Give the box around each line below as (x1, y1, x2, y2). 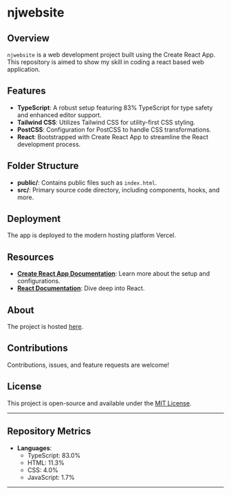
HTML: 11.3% (27, 458, 65, 467)
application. (7, 65, 41, 73)
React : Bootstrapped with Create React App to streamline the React (16, 132, 208, 141)
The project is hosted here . (7, 323, 84, 331)
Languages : (16, 443, 52, 452)
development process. (16, 140, 81, 148)
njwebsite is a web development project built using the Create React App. (7, 50, 216, 59)
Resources (7, 251, 54, 263)
